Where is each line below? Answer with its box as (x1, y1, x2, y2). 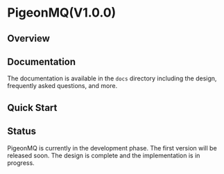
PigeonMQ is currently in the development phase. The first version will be (7, 143, 217, 152)
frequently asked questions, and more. (7, 82, 118, 90)
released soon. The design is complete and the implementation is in (7, 151, 200, 159)
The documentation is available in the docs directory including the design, (7, 74, 217, 82)
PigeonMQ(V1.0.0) (7, 5, 117, 21)
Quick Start (7, 102, 58, 114)
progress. (7, 158, 35, 167)
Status (7, 125, 37, 137)
